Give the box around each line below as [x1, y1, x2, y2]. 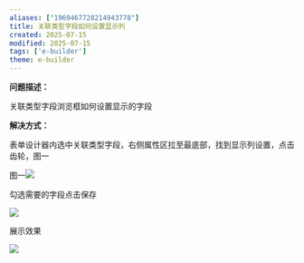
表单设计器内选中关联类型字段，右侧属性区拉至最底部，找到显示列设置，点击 [9, 140, 295, 150]
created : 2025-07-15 [9, 30, 88, 39]
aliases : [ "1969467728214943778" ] [9, 13, 140, 23]
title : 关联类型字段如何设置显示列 [9, 22, 126, 31]
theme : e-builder [9, 55, 75, 64]
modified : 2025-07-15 [9, 38, 91, 48]
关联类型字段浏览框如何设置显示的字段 [9, 101, 152, 112]
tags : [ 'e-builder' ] [9, 47, 88, 56]
